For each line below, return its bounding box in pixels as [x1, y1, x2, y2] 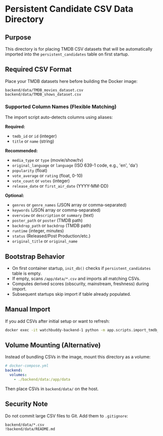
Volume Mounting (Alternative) [5, 341, 101, 349]
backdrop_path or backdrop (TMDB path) [12, 223, 92, 228]
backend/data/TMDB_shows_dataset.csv [5, 92, 81, 97]
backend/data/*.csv [5, 422, 45, 427]
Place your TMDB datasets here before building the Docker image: [5, 78, 138, 84]
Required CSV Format [5, 65, 72, 74]
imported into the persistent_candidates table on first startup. [5, 51, 130, 57]
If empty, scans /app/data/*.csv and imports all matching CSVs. [12, 275, 141, 281]
